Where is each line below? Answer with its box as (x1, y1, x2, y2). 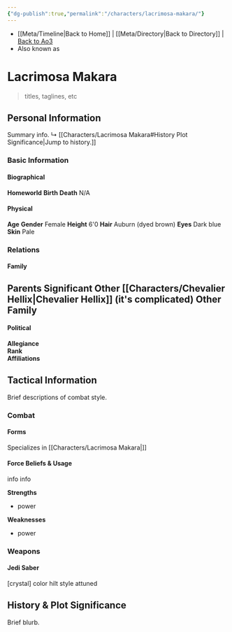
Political (7, 324, 31, 332)
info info (7, 475, 31, 483)
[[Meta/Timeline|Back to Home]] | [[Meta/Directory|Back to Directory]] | (17, 29, 224, 38)
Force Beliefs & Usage (7, 459, 72, 468)
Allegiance (7, 339, 40, 347)
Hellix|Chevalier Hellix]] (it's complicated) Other (7, 293, 222, 305)
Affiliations (7, 354, 41, 362)
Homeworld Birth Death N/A (7, 188, 91, 196)
